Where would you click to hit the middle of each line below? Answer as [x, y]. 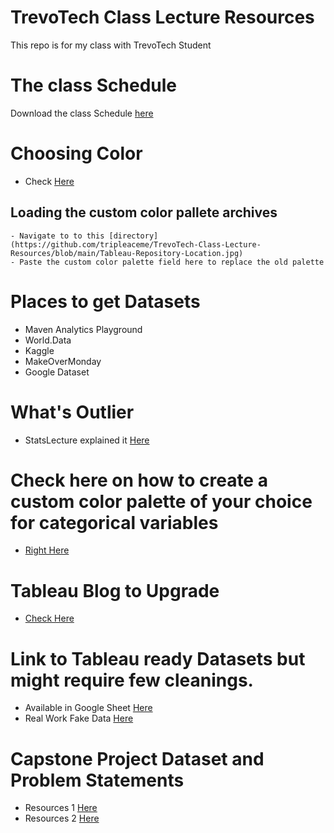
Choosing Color [76, 153]
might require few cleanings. [132, 680]
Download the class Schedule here [82, 113]
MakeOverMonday [63, 361]
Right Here [47, 550]
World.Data [48, 340]
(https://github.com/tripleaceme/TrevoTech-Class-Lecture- [136, 244]
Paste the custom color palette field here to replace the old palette [172, 262]
